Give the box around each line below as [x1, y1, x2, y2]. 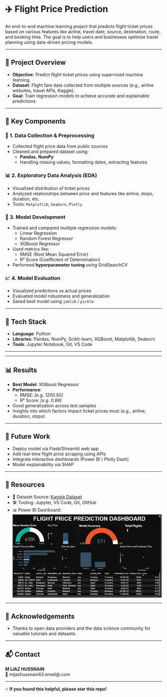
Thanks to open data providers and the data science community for [12, 625, 151, 631]
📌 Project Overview [5, 58, 66, 67]
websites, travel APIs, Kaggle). [12, 87, 75, 93]
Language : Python [12, 331, 51, 337]
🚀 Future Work [5, 432, 51, 441]
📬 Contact [5, 650, 40, 659]
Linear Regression [19, 230, 57, 236]
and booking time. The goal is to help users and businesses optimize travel [5, 34, 159, 40]
